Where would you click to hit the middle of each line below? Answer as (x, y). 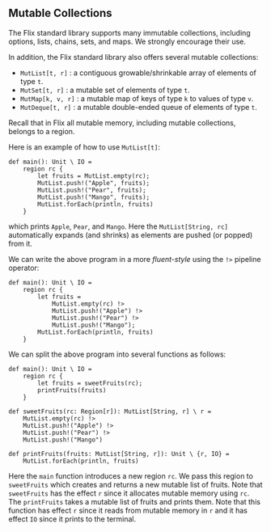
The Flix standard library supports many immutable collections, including (129, 32)
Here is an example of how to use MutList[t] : (84, 147)
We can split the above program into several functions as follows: (117, 354)
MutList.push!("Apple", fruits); (94, 183)
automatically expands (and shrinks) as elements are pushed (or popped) (131, 234)
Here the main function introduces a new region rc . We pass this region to (131, 475)
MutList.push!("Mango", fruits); (94, 197)
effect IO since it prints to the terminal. (72, 519)
